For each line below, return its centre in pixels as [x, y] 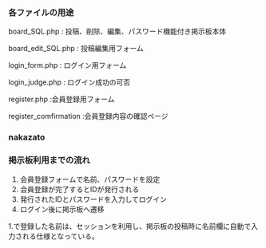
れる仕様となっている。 [60, 236]
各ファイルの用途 [41, 12]
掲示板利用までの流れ [49, 160]
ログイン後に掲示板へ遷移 [62, 209]
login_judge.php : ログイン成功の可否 [69, 82]
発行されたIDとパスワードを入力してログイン [93, 199]
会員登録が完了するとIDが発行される [79, 189]
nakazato [27, 137]
